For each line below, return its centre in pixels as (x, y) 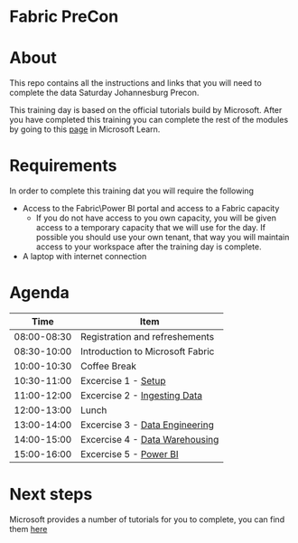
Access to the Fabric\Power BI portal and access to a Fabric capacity (151, 209)
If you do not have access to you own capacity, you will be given (156, 218)
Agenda (39, 293)
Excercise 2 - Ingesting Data (141, 395)
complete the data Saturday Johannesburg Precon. (104, 93)
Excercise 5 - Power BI (129, 454)
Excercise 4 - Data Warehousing (149, 440)
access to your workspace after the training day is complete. (149, 247)
